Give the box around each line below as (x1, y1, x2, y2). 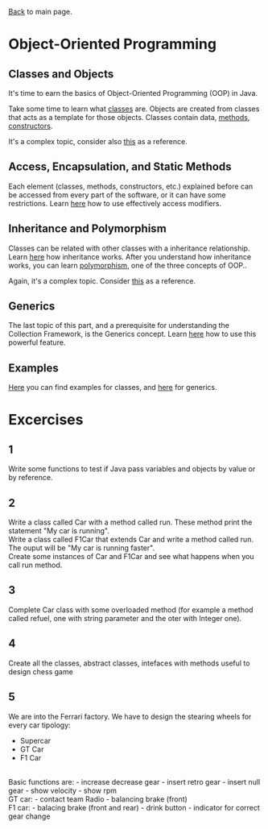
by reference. (8, 473, 53, 483)
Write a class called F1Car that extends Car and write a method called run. (8, 535, 254, 545)
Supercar (19, 736, 52, 745)
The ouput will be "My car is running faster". (8, 543, 155, 553)
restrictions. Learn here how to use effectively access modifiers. (8, 198, 222, 208)
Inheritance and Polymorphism (8, 222, 167, 236)
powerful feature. (8, 338, 66, 347)
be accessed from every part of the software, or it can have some (8, 189, 227, 200)
